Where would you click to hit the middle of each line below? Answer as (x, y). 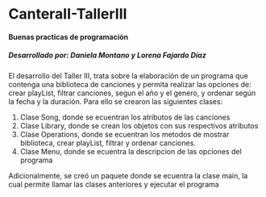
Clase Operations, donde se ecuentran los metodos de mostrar (125, 134)
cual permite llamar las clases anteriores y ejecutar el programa (114, 184)
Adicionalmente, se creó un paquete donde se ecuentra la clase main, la (128, 175)
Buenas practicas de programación (69, 36)
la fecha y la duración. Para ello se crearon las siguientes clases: (116, 101)
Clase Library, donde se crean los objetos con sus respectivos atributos (139, 125)
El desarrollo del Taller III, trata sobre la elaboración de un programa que (128, 75)
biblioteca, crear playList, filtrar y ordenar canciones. (108, 143)
